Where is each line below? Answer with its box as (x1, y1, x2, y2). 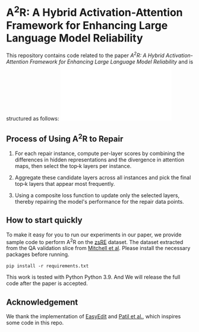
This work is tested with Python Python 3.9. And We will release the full (6, 274, 181, 281)
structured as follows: (6, 115, 59, 122)
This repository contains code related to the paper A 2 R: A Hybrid (6, 51, 165, 59)
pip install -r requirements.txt (6, 263, 89, 269)
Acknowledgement (6, 297, 78, 307)
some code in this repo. (6, 319, 64, 327)
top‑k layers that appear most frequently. (14, 180, 115, 187)
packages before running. (6, 251, 70, 258)
